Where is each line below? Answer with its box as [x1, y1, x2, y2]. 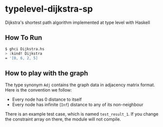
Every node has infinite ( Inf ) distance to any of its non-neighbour [12, 102, 144, 108]
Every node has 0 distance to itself [12, 96, 82, 103]
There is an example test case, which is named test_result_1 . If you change [5, 111, 159, 117]
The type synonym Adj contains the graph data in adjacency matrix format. [5, 82, 155, 88]
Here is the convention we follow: [5, 87, 72, 93]
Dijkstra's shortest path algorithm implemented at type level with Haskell [5, 19, 150, 25]
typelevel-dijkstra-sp [5, 3, 93, 15]
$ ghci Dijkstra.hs [5, 46, 45, 52]
